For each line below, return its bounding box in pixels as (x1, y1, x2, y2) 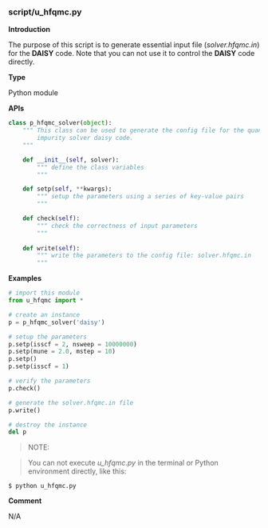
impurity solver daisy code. (37, 134, 134, 142)
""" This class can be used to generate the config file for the (22, 126, 245, 134)
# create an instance (8, 310, 81, 318)
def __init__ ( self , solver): (22, 155, 120, 164)
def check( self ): (22, 214, 81, 222)
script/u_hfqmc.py (8, 6, 82, 18)
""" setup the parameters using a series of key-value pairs (37, 193, 245, 201)
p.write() (8, 406, 41, 414)
